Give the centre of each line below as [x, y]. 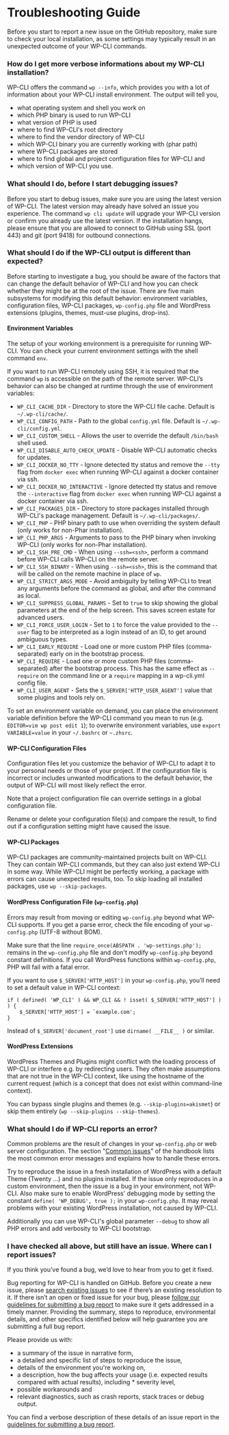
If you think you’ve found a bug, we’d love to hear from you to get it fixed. [110, 1270]
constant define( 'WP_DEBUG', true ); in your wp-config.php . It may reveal [113, 1201]
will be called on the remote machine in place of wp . [89, 574]
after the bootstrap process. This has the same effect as [129, 668]
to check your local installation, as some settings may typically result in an [111, 38]
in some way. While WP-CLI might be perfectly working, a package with [108, 872]
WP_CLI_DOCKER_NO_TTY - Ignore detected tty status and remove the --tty [118, 465]
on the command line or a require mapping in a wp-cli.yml [122, 676]
